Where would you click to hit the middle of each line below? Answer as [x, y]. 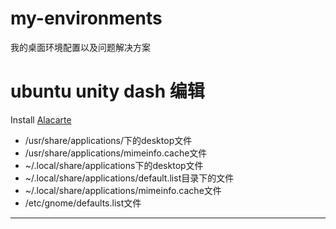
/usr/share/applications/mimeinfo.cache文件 [116, 153]
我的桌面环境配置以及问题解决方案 [80, 47]
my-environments [86, 18]
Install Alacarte [41, 119]
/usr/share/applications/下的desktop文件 [108, 140]
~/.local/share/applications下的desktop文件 [114, 165]
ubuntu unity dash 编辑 [107, 91]
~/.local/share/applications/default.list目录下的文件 [129, 178]
